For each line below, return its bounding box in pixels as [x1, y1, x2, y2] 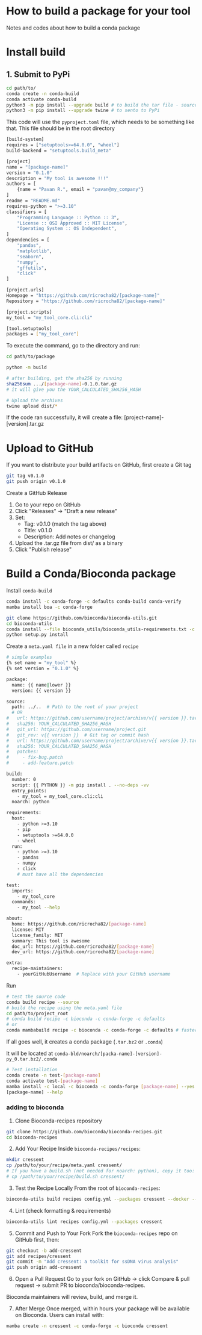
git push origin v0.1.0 [6, 479, 66, 485]
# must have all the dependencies [17, 871, 103, 877]
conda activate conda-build [6, 96, 77, 102]
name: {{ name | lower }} [11, 682, 71, 688]
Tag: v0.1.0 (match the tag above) [23, 520, 107, 527]
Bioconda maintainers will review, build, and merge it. [6, 1293, 138, 1301]
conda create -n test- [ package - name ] [6, 1072, 101, 1078]
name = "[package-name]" [6, 164, 69, 170]
